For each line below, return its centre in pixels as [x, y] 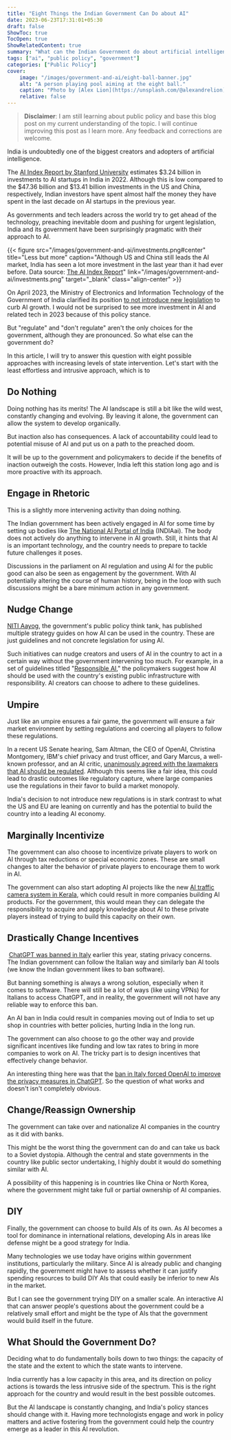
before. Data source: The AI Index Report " [67, 272]
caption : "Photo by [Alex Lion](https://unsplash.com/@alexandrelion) [123, 90]
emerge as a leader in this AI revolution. [63, 1429]
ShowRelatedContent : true [44, 45]
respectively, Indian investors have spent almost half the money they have [112, 194]
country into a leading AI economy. [57, 814]
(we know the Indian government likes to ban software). [86, 969]
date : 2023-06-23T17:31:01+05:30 [55, 20]
